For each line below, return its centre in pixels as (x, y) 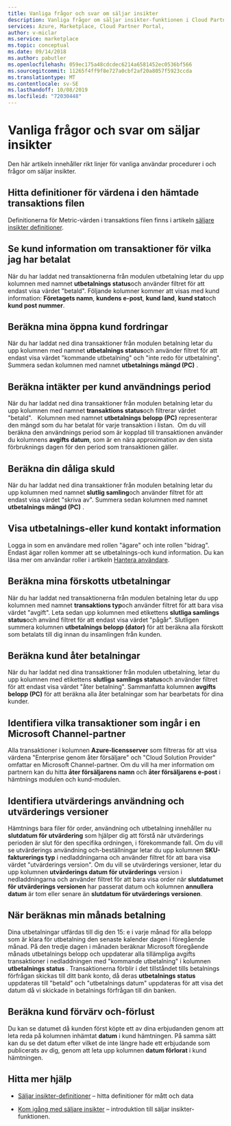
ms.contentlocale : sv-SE (43, 84)
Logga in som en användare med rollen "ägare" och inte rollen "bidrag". (109, 545)
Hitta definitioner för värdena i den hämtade (104, 193)
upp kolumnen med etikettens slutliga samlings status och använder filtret (113, 679)
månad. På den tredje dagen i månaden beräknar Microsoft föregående (108, 946)
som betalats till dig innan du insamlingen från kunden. (85, 634)
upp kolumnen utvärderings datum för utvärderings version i (95, 872)
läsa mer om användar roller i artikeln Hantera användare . (89, 559)
